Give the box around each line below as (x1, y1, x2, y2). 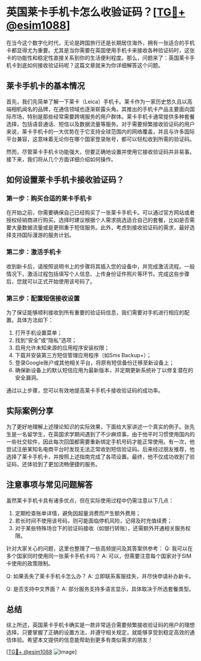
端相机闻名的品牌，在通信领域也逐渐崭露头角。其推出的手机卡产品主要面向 (6, 105, 190, 113)
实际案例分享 (6, 406, 54, 416)
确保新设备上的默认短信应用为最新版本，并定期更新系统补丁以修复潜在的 (14, 367, 193, 374)
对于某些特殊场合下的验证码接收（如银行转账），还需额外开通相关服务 (14, 524, 185, 532)
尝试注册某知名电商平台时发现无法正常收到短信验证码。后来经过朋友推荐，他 (6, 445, 195, 452)
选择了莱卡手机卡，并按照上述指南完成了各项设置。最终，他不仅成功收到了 (6, 453, 190, 460)
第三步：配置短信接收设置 (6, 294, 80, 303)
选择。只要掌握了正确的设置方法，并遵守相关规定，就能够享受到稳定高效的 (6, 629, 190, 636)
